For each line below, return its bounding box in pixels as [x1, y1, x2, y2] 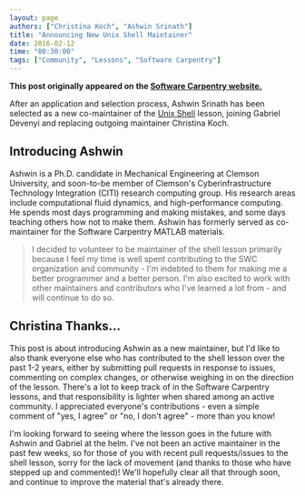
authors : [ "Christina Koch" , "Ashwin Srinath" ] [9, 22, 193, 31]
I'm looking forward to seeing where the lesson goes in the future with [9, 428, 272, 439]
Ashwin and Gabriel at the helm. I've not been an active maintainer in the [9, 438, 281, 449]
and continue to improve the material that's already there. [9, 476, 224, 487]
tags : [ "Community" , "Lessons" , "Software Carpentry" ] [9, 56, 221, 65]
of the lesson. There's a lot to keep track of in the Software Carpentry [9, 381, 270, 392]
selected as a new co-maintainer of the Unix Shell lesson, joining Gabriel [9, 108, 281, 118]
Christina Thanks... [9, 319, 121, 334]
